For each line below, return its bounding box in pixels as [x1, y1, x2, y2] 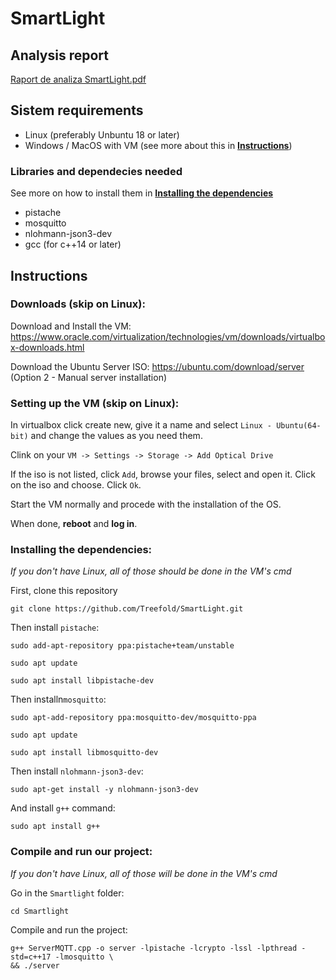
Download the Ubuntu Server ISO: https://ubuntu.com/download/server [10, 360, 305, 372]
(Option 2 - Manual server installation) [10, 371, 168, 383]
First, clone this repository [10, 585, 118, 597]
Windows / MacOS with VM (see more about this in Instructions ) [24, 139, 293, 151]
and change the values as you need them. [30, 430, 203, 442]
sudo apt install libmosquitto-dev [10, 748, 159, 758]
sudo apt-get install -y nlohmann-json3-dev [10, 785, 199, 795]
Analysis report [10, 47, 109, 64]
